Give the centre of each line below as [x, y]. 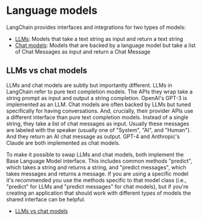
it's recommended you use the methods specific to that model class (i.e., [96, 180]
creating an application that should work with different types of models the [99, 193]
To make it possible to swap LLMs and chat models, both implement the [95, 154]
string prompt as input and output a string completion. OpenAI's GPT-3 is [97, 98]
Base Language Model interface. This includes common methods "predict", [99, 161]
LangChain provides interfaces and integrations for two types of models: [96, 27]
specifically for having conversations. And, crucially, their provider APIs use [100, 111]
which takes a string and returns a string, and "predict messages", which [96, 167]
